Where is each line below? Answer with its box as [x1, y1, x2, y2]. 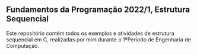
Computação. [6, 42, 40, 49]
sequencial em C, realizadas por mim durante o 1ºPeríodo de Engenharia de [6, 35, 191, 43]
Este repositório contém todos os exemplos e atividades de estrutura [6, 30, 174, 37]
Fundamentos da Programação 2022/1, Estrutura [6, 5, 190, 15]
